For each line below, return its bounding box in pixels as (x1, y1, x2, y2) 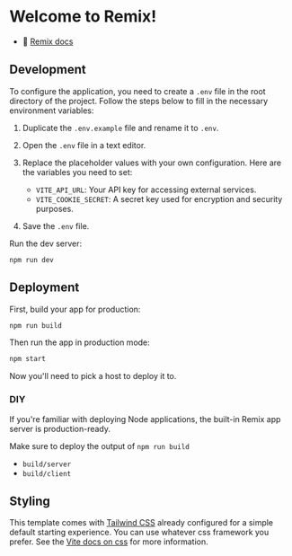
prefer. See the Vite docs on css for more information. (9, 536, 208, 547)
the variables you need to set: (22, 166, 133, 177)
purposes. (35, 203, 74, 214)
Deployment (9, 280, 80, 296)
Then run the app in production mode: (9, 337, 150, 348)
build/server (22, 460, 72, 469)
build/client (22, 469, 72, 478)
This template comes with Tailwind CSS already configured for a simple (9, 517, 274, 528)
